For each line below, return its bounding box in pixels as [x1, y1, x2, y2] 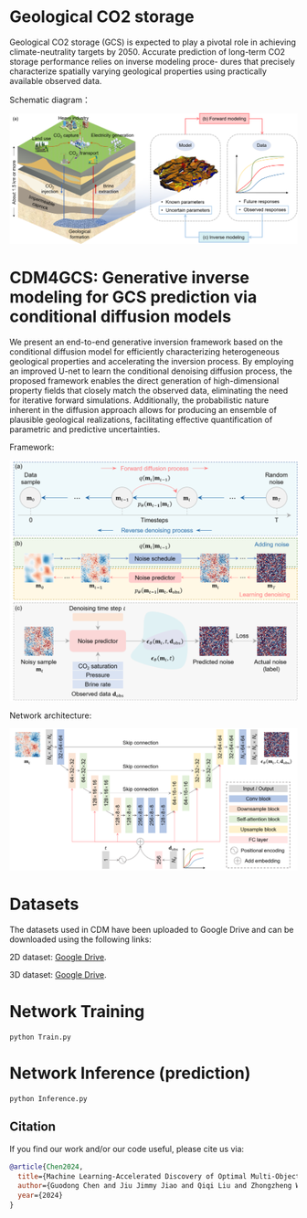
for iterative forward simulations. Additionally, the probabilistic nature [9, 395, 270, 406]
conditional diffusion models [9, 306, 231, 326]
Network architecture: [9, 710, 92, 721]
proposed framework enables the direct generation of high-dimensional [9, 375, 280, 386]
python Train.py [9, 1033, 71, 1042]
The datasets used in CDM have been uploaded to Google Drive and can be [9, 925, 294, 935]
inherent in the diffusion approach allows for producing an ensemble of [9, 404, 277, 415]
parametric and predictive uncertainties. [9, 423, 161, 435]
